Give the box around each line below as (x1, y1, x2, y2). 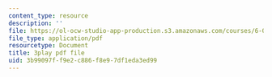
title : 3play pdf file (8, 49, 85, 57)
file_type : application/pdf (8, 34, 104, 43)
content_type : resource (8, 11, 89, 20)
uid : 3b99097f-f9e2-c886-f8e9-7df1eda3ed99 (8, 57, 158, 65)
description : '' (8, 19, 63, 27)
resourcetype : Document (8, 42, 89, 50)
